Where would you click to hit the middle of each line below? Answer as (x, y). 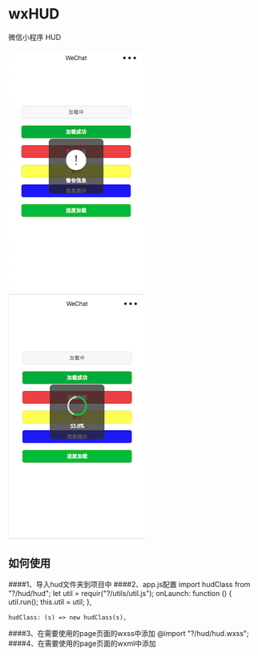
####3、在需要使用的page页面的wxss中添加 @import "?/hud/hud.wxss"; (129, 633)
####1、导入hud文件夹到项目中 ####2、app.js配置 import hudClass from (129, 584)
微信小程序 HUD (35, 37)
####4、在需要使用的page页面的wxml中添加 (82, 643)
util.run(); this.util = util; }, (50, 602)
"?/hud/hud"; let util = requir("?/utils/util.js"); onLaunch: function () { (120, 593)
